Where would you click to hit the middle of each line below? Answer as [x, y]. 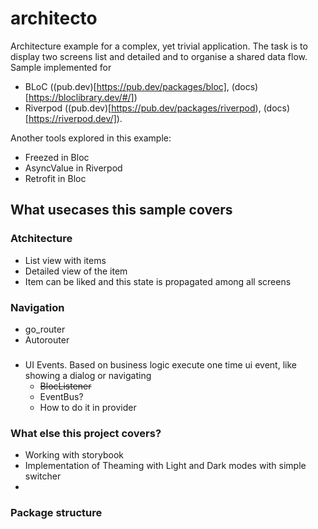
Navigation [37, 307]
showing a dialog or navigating [88, 375]
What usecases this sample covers [121, 210]
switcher [43, 476]
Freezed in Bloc [57, 157]
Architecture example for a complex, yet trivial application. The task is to [159, 46]
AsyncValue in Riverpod [73, 168]
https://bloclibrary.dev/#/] [81, 97]
